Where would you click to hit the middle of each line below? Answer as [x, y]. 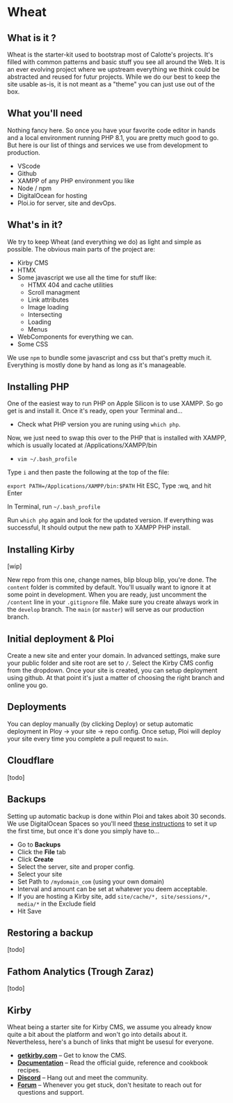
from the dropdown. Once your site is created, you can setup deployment [112, 670]
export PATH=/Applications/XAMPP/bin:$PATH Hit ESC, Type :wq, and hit [109, 486]
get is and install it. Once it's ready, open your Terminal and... [95, 411]
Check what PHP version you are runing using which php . [99, 424]
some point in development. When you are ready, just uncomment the [107, 595]
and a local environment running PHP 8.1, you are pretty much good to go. [113, 137]
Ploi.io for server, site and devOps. [67, 203]
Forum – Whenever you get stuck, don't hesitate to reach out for [110, 1085]
